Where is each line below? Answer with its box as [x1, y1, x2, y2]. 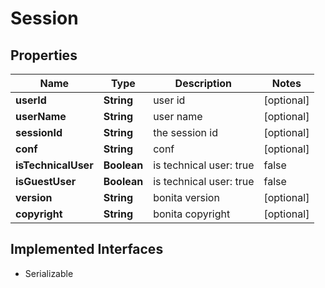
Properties [10, 47, 78, 64]
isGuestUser [15, 175, 77, 188]
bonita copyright [153, 207, 231, 221]
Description [174, 77, 233, 90]
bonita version [153, 191, 220, 204]
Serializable [24, 267, 74, 279]
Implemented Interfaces [10, 241, 164, 258]
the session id [153, 126, 219, 139]
